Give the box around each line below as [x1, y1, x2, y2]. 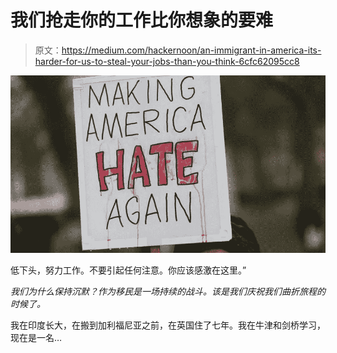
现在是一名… [10, 331, 63, 343]
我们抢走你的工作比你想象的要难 [10, 9, 274, 32]
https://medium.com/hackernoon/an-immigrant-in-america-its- [61, 44, 322, 56]
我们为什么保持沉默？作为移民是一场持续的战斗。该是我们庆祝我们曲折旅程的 [10, 285, 326, 297]
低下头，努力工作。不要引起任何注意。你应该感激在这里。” [10, 264, 247, 276]
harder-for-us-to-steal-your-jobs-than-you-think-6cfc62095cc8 [34, 55, 300, 67]
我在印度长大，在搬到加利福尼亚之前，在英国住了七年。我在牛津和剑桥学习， [10, 319, 326, 331]
